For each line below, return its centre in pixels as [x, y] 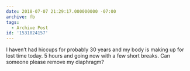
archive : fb [20, 17]
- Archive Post [30, 28]
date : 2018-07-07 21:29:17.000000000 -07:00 [61, 11]
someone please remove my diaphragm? [55, 62]
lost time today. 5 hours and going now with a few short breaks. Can [88, 56]
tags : [13, 22]
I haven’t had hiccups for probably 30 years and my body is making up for [95, 49]
